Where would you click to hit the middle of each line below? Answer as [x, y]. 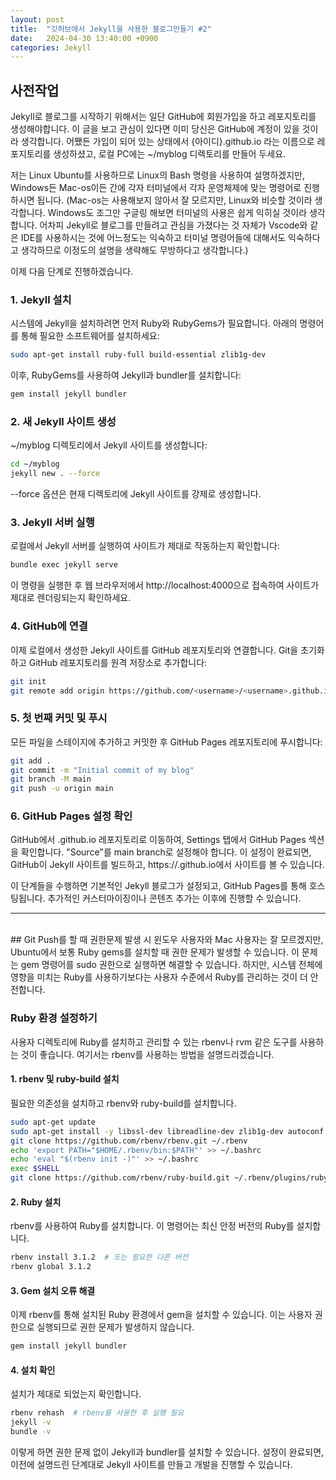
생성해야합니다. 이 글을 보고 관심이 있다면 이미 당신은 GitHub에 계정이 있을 [155, 129]
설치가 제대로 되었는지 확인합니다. [76, 1394]
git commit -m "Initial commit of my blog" [102, 770]
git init [28, 681]
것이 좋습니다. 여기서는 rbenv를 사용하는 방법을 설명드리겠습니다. [147, 1054]
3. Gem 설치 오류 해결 [53, 1290]
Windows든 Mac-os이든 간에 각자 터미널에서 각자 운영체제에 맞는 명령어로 [156, 188]
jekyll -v [31, 1422]
